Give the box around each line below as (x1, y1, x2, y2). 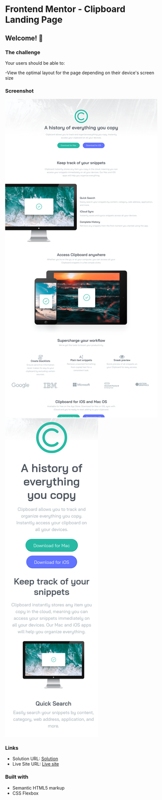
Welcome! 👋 (5, 34, 43, 42)
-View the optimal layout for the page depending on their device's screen (5, 70, 155, 76)
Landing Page (5, 14, 63, 25)
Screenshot (5, 87, 34, 94)
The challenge (5, 49, 41, 56)
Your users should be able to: (5, 60, 65, 66)
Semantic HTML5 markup (12, 785, 65, 791)
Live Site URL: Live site (12, 761, 59, 767)
